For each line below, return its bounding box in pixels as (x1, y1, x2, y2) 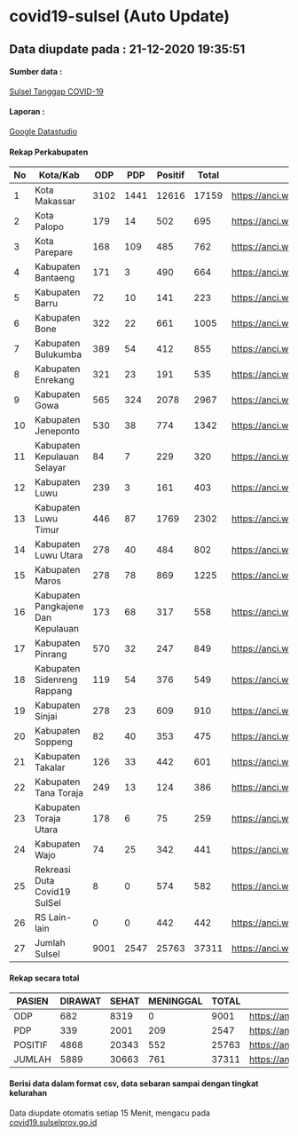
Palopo (35, 220, 65, 233)
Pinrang (35, 648, 67, 661)
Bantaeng (35, 272, 75, 284)
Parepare (35, 246, 74, 258)
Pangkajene (35, 600, 84, 613)
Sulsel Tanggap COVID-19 (9, 86, 105, 97)
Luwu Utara (35, 549, 83, 561)
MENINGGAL (147, 995, 203, 1007)
